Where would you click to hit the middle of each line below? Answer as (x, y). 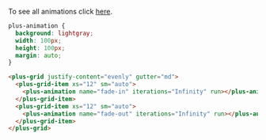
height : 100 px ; (40, 48)
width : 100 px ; (38, 40)
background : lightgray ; (54, 33)
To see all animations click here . (61, 11)
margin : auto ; (38, 55)
